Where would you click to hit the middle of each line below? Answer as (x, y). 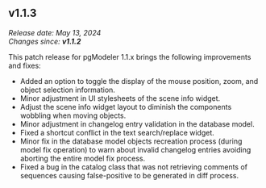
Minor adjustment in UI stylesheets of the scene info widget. (120, 98)
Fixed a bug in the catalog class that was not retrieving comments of (134, 167)
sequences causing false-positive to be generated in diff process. (129, 175)
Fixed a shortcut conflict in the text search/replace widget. (117, 132)
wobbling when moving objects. (73, 115)
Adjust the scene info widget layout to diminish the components (126, 107)
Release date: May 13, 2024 (55, 32)
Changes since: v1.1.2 (45, 41)
